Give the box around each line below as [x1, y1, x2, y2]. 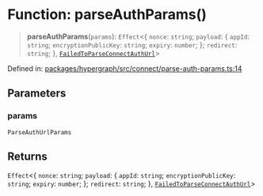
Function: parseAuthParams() [7, 6, 208, 24]
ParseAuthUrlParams [7, 128, 72, 136]
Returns [7, 150, 48, 164]
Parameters [7, 87, 67, 100]
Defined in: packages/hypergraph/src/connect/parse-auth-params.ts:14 [7, 63, 242, 73]
